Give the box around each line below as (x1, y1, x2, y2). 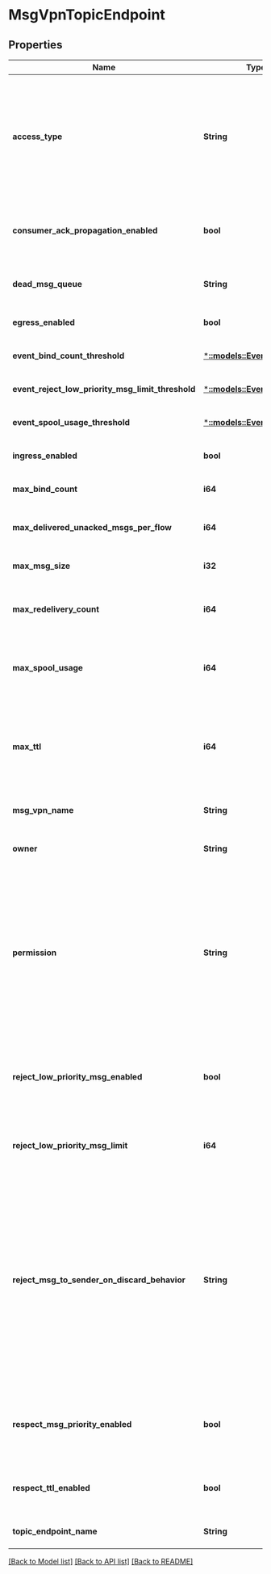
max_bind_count (12, 483, 78, 495)
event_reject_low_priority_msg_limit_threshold (12, 384, 196, 394)
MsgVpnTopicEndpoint (8, 6, 165, 24)
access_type (12, 131, 63, 142)
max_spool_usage (12, 663, 83, 673)
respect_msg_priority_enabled (12, 1419, 132, 1429)
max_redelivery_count (12, 604, 99, 615)
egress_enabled (12, 317, 75, 328)
